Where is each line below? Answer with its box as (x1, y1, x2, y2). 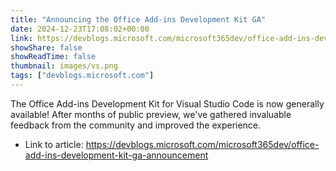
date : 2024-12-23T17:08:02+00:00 (10, 24, 150, 34)
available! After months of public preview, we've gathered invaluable (10, 108, 292, 120)
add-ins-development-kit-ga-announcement (24, 149, 209, 161)
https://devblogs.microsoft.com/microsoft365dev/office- (85, 138, 320, 150)
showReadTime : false (10, 52, 97, 62)
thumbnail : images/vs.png (10, 61, 118, 71)
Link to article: (24, 138, 84, 150)
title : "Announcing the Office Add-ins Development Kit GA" (10, 14, 267, 25)
